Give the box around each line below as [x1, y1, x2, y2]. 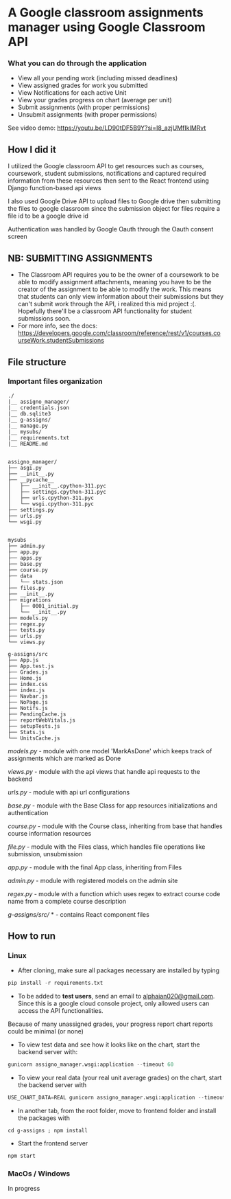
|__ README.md [8, 440, 49, 447]
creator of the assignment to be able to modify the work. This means [17, 285, 212, 293]
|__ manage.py [8, 422, 49, 429]
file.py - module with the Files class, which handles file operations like [8, 843, 206, 851]
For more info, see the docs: [17, 321, 98, 330]
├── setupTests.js [8, 722, 60, 729]
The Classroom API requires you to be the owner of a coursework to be [17, 271, 219, 279]
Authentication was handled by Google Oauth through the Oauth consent [8, 225, 214, 233]
